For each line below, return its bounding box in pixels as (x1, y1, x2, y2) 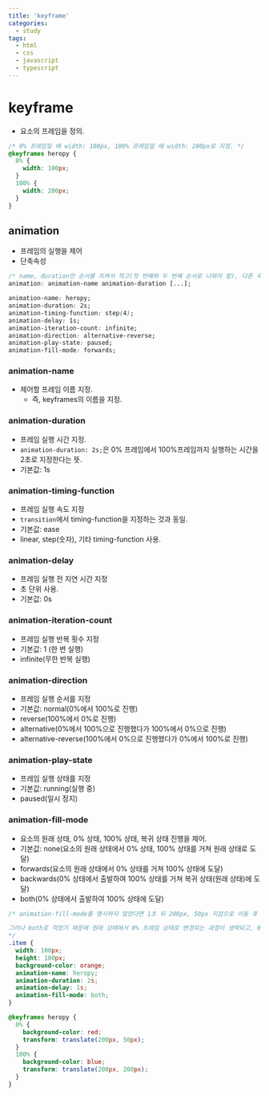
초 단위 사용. (19, 584, 59, 594)
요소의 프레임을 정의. (19, 126, 85, 136)
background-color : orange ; (15, 961, 106, 969)
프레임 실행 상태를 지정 (19, 773, 91, 783)
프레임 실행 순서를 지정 (19, 693, 91, 703)
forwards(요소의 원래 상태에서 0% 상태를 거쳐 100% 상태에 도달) (19, 863, 223, 873)
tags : (8, 34, 26, 43)
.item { (8, 940, 34, 948)
